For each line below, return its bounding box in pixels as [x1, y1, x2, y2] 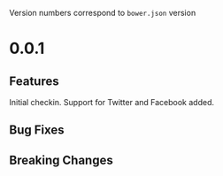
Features [9, 73, 59, 88]
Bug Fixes [9, 123, 65, 138]
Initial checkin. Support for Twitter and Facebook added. [9, 97, 215, 107]
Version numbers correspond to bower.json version [9, 8, 196, 18]
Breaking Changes [9, 152, 113, 167]
